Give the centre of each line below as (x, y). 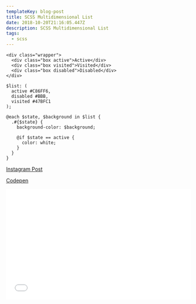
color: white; (39, 143)
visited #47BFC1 (31, 101)
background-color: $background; (56, 127)
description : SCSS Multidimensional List (58, 28)
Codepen (17, 181)
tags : (13, 34)
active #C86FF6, (31, 91)
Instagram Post (24, 169)
